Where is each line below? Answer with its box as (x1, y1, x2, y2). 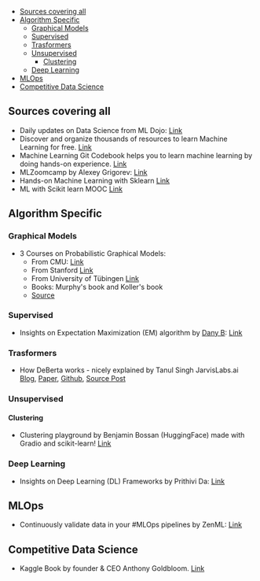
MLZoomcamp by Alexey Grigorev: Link (19, 167, 148, 176)
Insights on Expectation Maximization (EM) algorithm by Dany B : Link (19, 328, 243, 337)
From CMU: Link (31, 257, 84, 266)
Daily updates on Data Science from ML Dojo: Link (19, 125, 183, 135)
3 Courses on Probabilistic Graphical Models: (19, 248, 167, 258)
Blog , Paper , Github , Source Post (19, 374, 126, 383)
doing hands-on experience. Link (19, 159, 127, 168)
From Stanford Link (31, 265, 93, 275)
